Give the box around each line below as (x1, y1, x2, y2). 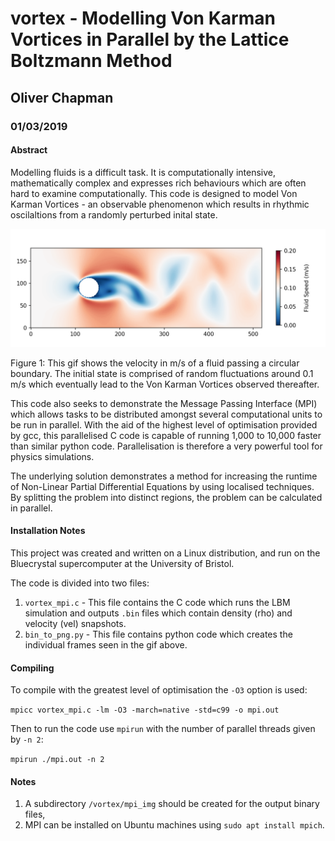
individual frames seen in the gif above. (24, 638, 188, 651)
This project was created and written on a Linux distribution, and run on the (10, 547, 321, 559)
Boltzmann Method (10, 50, 173, 72)
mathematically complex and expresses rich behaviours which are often (10, 177, 307, 189)
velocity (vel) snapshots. (24, 617, 127, 629)
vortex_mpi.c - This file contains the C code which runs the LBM (24, 596, 291, 608)
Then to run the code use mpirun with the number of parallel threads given (10, 723, 316, 735)
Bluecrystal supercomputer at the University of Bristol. (10, 557, 235, 569)
